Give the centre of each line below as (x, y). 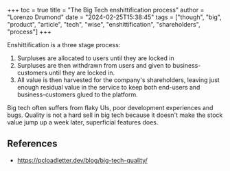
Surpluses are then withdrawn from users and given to (94, 65)
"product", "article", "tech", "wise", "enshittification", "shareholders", (104, 24)
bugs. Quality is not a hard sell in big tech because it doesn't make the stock (115, 115)
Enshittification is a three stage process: (64, 45)
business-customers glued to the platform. (78, 94)
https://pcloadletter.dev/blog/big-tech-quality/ (82, 160)
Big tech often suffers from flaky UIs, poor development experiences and (110, 108)
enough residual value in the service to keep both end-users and (108, 87)
